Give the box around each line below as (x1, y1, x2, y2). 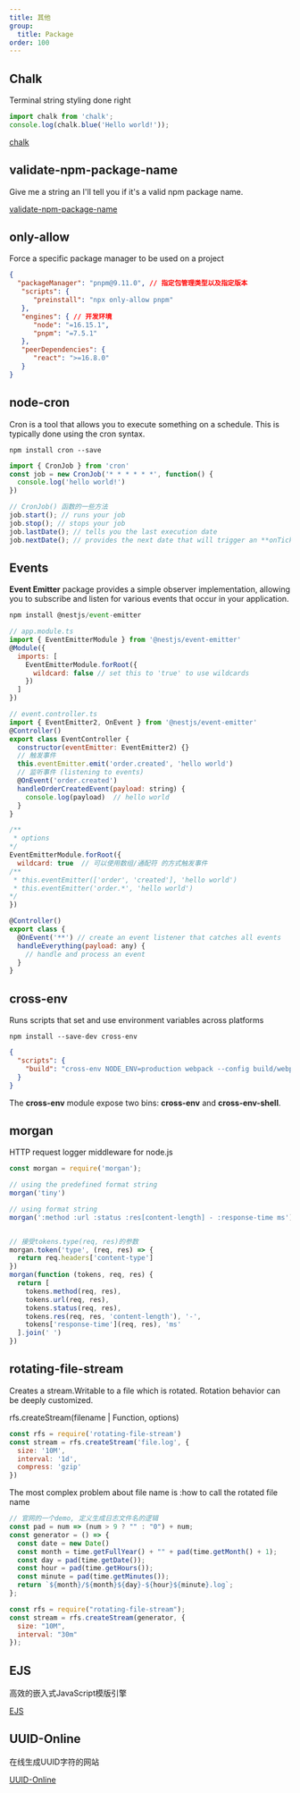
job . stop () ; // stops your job (9, 519, 126, 528)
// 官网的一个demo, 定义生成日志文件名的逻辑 (9, 1514, 159, 1523)
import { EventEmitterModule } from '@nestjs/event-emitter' (9, 636, 242, 645)
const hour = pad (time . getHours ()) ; (17, 1564, 154, 1573)
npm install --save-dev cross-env (9, 1032, 138, 1042)
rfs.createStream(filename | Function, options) (9, 1412, 179, 1423)
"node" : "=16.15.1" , (32, 320, 110, 329)
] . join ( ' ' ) (17, 1329, 62, 1338)
